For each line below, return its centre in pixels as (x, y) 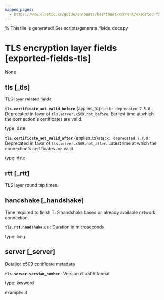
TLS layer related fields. (29, 99)
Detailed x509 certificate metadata (40, 264)
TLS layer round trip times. (32, 185)
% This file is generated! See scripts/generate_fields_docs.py (67, 28)
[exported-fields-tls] (48, 58)
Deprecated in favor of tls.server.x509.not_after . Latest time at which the (81, 143)
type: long (15, 236)
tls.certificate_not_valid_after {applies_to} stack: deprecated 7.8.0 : (78, 138)
